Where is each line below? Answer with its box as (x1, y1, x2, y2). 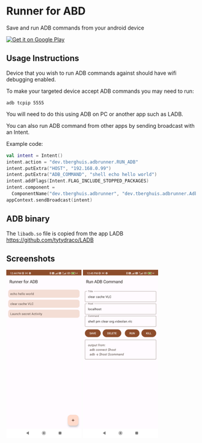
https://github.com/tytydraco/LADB (6, 236, 94, 243)
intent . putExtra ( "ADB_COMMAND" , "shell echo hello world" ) (6, 172, 158, 178)
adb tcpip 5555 (6, 99, 44, 106)
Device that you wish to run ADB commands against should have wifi (6, 69, 177, 77)
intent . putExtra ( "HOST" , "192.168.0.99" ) (6, 165, 112, 171)
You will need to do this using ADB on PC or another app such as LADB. (6, 110, 183, 118)
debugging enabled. (6, 75, 56, 83)
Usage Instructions (6, 53, 79, 64)
